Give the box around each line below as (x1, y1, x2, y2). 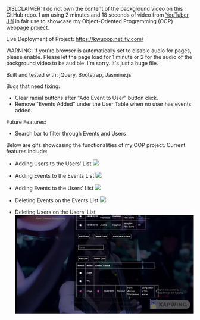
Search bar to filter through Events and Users (14, 130, 126, 137)
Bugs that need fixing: (6, 83, 61, 90)
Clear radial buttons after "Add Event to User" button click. (14, 95, 158, 101)
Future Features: (6, 118, 46, 126)
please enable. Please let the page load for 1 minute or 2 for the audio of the (6, 54, 192, 60)
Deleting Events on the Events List (14, 197, 99, 204)
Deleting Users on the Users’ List (14, 208, 96, 215)
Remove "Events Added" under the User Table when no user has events (14, 101, 192, 108)
